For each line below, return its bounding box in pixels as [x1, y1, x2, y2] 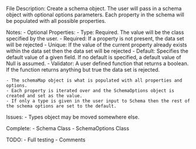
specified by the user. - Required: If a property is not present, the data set [6, 35, 184, 42]
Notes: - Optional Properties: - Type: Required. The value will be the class [6, 29, 184, 36]
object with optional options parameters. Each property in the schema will [6, 11, 185, 18]
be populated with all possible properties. [6, 18, 107, 24]
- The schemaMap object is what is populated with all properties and [6, 77, 183, 83]
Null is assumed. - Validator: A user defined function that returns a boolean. [6, 60, 189, 67]
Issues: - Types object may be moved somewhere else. [6, 114, 140, 120]
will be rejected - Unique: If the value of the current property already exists [6, 41, 187, 48]
